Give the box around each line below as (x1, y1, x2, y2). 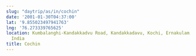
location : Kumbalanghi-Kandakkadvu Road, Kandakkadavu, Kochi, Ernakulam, (6, 30, 192, 36)
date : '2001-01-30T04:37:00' (6, 14, 77, 20)
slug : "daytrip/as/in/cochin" (6, 8, 80, 15)
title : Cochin (6, 41, 41, 47)
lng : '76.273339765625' (6, 24, 64, 31)
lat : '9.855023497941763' (6, 19, 69, 25)
